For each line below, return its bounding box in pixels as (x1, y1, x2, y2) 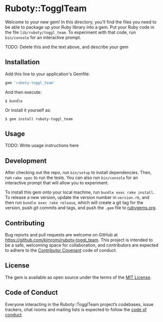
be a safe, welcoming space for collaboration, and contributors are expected (5, 242, 159, 248)
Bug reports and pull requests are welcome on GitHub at (5, 232, 118, 238)
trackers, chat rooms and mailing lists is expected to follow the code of (5, 306, 147, 312)
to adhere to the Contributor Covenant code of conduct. (5, 248, 117, 253)
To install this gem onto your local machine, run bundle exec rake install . (5, 189, 155, 195)
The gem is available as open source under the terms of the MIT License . (5, 274, 152, 280)
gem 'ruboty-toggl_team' (5, 80, 55, 85)
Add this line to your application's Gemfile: (5, 71, 90, 77)
